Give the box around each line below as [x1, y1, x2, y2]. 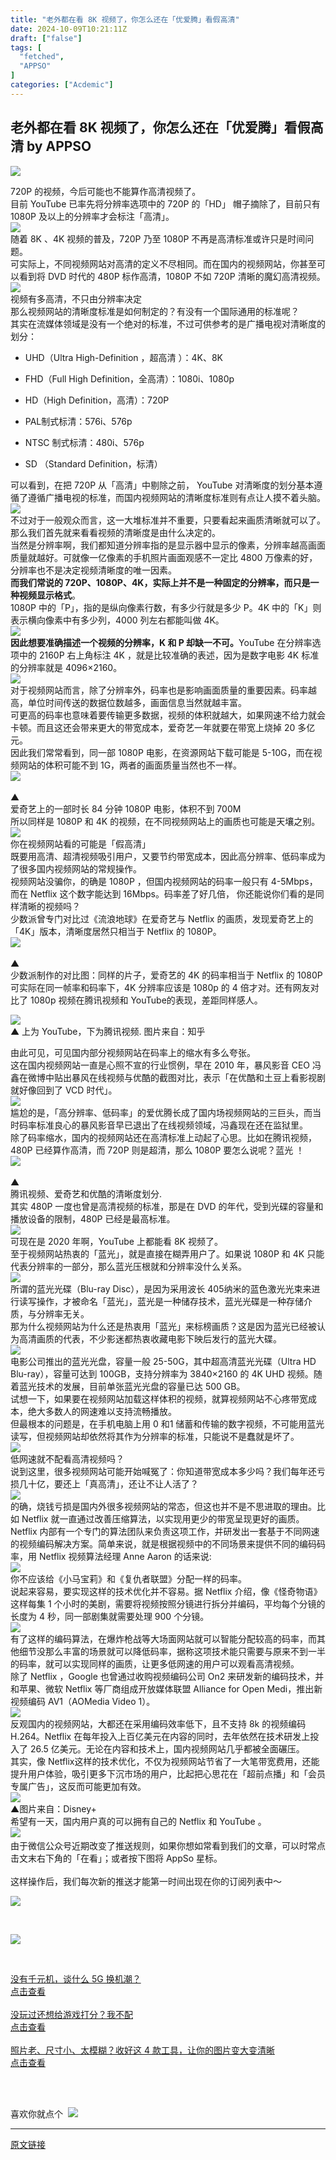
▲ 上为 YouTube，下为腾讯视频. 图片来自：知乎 [10, 1025, 206, 1037]
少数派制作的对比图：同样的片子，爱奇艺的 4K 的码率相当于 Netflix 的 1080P [10, 969, 323, 981]
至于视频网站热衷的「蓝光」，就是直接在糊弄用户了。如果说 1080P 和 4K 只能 [10, 1247, 325, 1260]
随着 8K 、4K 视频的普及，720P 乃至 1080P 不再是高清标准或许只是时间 [10, 232, 306, 245]
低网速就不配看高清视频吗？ [10, 1452, 125, 1465]
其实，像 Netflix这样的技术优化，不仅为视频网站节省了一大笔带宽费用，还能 [10, 1755, 320, 1767]
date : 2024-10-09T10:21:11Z [10, 24, 128, 34]
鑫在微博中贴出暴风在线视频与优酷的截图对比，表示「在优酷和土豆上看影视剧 [10, 1071, 326, 1083]
